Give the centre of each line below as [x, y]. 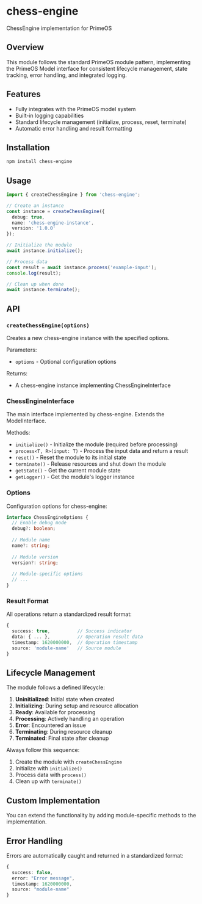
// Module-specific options [48, 574]
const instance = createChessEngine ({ [56, 211]
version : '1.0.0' [34, 228]
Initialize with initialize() [49, 768]
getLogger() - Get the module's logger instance [75, 477]
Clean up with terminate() [48, 781]
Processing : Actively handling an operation [70, 719]
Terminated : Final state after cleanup [62, 738]
